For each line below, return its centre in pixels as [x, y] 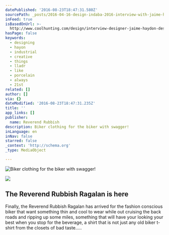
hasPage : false [21, 33]
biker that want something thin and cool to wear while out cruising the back [83, 211]
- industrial [23, 52]
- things [19, 61]
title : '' [16, 108]
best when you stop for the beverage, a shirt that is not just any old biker [80, 222]
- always [19, 80]
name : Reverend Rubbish [34, 122]
